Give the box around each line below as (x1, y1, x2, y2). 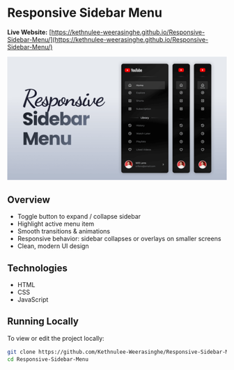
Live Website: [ (7, 28, 52, 36)
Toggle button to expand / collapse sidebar (17, 213, 141, 221)
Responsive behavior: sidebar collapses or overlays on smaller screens (17, 235, 221, 243)
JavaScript (17, 295, 49, 304)
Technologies (7, 262, 68, 274)
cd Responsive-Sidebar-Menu (7, 355, 89, 363)
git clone (7, 348, 36, 355)
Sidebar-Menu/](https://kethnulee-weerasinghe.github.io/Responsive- (7, 35, 209, 43)
